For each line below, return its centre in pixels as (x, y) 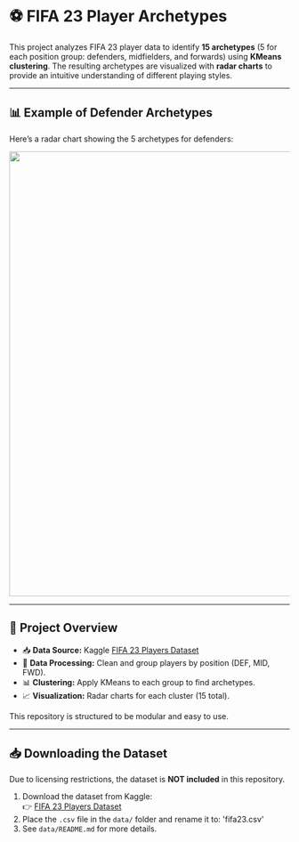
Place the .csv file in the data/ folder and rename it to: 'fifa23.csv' (143, 820)
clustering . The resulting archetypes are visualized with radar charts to (141, 66)
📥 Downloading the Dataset (88, 753)
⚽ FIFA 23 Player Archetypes (118, 16)
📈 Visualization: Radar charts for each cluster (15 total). (125, 695)
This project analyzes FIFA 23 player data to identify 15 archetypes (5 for (143, 47)
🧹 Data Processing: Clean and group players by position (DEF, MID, (146, 662)
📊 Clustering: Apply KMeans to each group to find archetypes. (138, 682)
